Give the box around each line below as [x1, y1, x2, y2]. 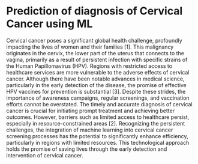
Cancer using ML [6, 17, 93, 31]
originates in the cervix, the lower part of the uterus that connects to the [6, 49, 185, 56]
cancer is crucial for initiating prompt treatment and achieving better [6, 107, 175, 114]
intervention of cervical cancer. [6, 151, 83, 159]
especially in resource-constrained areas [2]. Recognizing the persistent [6, 120, 185, 127]
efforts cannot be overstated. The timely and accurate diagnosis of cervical [6, 100, 193, 108]
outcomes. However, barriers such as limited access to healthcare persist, [6, 113, 190, 121]
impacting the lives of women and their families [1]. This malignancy [6, 43, 174, 50]
